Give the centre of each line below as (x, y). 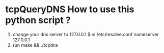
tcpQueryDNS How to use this (70, 9)
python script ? (38, 20)
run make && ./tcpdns (35, 45)
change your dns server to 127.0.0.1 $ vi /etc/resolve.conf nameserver (86, 34)
